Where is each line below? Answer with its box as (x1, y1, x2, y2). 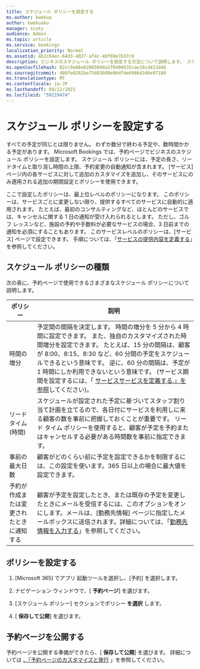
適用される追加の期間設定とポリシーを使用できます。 (11, 177, 142, 185)
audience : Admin (6, 31, 46, 37)
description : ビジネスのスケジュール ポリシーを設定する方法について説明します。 (6, 59, 185, 65)
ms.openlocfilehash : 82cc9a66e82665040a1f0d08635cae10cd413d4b (6, 64, 167, 70)
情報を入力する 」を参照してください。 (36, 526, 144, 535)
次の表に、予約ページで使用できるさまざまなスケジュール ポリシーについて (6, 279, 189, 286)
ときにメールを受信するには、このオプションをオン (42, 499, 186, 508)
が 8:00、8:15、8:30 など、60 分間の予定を (36, 349, 161, 358)
